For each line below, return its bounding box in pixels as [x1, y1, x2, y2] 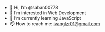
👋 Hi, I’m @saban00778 [9, 5, 58, 10]
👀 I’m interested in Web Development [9, 10, 86, 16]
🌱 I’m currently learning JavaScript [9, 15, 81, 21]
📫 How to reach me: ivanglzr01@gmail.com [9, 21, 100, 27]
